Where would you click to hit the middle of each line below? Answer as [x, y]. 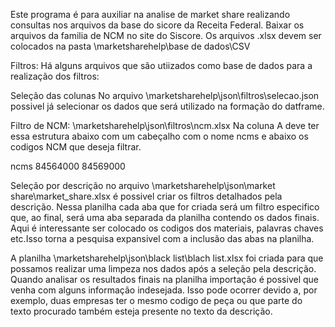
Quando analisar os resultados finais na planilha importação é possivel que [164, 279]
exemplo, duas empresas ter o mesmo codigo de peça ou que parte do [156, 300]
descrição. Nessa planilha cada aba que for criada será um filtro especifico [165, 207]
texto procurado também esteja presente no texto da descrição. [141, 311]
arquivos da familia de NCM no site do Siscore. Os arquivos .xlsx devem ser [166, 35]
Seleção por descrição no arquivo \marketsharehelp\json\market [143, 185]
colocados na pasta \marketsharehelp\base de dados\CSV [130, 46]
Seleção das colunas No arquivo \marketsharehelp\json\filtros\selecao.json [165, 95]
